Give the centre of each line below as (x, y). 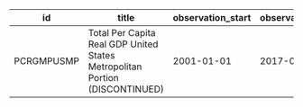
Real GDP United (123, 44)
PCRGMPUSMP (46, 61)
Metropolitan (115, 67)
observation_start (212, 18)
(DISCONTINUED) (126, 89)
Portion (103, 78)
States (101, 55)
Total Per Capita (122, 33)
